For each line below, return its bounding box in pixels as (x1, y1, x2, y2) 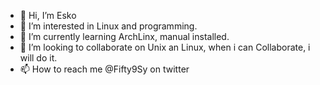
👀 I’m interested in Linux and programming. (19, 20, 198, 32)
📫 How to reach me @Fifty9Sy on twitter (19, 63, 190, 75)
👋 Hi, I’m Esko (19, 10, 77, 21)
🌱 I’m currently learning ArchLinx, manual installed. (19, 31, 230, 42)
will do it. (19, 52, 58, 64)
